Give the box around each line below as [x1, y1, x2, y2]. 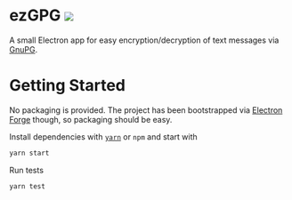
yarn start [9, 148, 50, 157]
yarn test [9, 181, 46, 191]
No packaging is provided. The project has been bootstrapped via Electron [9, 104, 283, 116]
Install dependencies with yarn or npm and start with [9, 131, 198, 142]
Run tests [9, 164, 45, 175]
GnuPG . [9, 44, 38, 54]
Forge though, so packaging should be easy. [9, 114, 173, 124]
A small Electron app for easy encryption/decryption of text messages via [9, 35, 280, 45]
